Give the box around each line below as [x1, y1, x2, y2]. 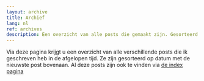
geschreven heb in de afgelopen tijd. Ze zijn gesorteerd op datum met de [6, 55, 191, 62]
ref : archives [6, 26, 43, 32]
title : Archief [6, 15, 45, 21]
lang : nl [6, 20, 29, 26]
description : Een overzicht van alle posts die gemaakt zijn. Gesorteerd [6, 32, 199, 38]
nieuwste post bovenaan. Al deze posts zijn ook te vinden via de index [6, 62, 183, 69]
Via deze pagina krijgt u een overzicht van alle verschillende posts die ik [6, 48, 188, 55]
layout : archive [6, 9, 48, 15]
